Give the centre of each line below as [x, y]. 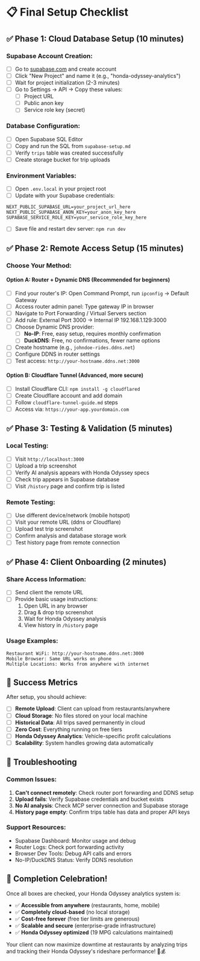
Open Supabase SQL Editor [49, 139]
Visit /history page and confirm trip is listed [70, 486]
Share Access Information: [46, 579]
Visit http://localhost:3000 [49, 459]
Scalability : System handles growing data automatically [84, 743]
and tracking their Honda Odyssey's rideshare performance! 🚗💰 [86, 951]
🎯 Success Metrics [42, 683]
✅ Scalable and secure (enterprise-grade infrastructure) [85, 925]
